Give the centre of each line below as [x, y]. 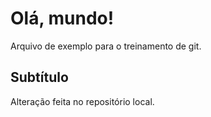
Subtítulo [39, 77]
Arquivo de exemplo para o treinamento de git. [106, 46]
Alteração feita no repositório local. [82, 101]
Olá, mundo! [62, 18]
